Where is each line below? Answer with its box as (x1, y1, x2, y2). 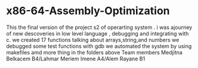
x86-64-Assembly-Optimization (6, 4, 170, 18)
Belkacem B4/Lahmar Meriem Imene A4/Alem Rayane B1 (6, 55, 146, 62)
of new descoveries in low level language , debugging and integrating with (6, 30, 189, 37)
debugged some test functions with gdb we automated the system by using (6, 43, 192, 50)
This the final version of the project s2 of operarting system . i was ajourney (6, 24, 193, 31)
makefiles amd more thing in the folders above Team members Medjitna (6, 48, 183, 56)
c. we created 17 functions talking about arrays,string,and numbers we (6, 36, 180, 43)
